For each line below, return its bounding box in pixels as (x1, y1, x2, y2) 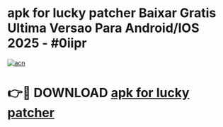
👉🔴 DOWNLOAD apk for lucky (7, 85, 190, 101)
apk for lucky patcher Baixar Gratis (7, 5, 217, 21)
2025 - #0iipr (7, 35, 87, 51)
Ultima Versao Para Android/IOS (7, 20, 200, 36)
